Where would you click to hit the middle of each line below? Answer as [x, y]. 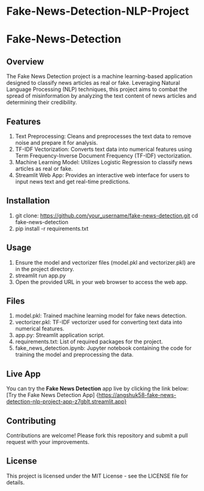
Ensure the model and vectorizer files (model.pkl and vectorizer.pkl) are [105, 262]
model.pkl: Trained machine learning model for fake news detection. [101, 316]
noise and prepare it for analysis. [56, 143]
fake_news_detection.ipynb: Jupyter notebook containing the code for [103, 348]
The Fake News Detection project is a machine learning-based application [100, 76]
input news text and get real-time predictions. [72, 182]
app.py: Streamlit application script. [60, 335]
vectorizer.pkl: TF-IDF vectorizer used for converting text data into [99, 322]
